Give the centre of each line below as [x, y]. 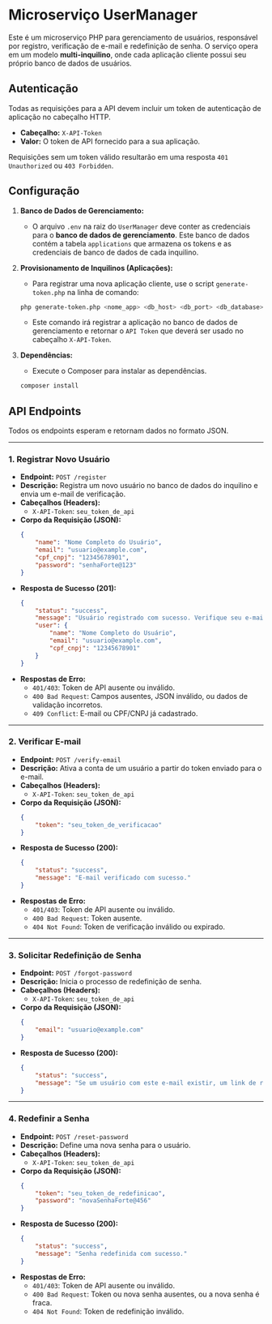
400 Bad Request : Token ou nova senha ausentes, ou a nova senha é [146, 1294]
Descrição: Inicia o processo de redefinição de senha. [111, 982]
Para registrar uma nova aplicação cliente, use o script [123, 283]
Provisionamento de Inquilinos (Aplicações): [96, 268]
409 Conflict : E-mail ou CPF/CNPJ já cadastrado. [115, 713]
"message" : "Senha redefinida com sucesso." [111, 1253]
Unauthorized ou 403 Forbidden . [61, 165]
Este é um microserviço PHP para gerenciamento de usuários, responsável [133, 37]
